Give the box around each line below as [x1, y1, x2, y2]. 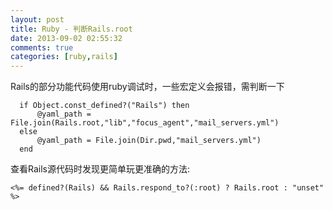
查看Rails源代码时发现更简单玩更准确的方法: [10, 163, 191, 175]
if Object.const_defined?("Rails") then [19, 101, 190, 111]
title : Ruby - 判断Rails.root [10, 24, 133, 34]
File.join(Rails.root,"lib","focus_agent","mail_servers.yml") [10, 118, 280, 128]
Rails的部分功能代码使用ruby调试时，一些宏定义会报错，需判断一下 [10, 81, 285, 93]
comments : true [10, 42, 74, 53]
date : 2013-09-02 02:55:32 [10, 33, 123, 43]
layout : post [10, 14, 65, 25]
